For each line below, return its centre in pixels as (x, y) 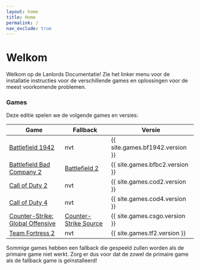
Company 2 (26, 172)
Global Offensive (32, 224)
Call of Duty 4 (28, 203)
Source (93, 224)
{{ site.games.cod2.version (149, 182)
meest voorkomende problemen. (46, 87)
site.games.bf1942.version (149, 148)
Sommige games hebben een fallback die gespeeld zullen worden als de (95, 248)
